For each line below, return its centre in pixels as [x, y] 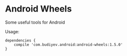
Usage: [12, 31]
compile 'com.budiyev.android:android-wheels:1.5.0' [68, 44]
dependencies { [20, 40]
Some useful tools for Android [35, 22]
